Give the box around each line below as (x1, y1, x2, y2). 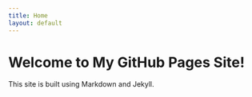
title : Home (8, 11, 48, 20)
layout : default (8, 19, 62, 27)
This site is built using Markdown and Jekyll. (8, 80, 154, 89)
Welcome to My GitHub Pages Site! (8, 53, 246, 72)
